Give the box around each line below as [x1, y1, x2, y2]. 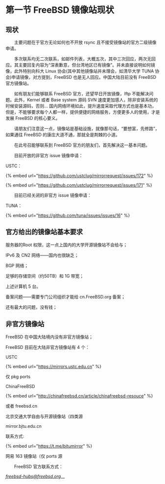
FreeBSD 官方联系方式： [14, 463, 63, 469]
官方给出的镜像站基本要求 [5, 228, 83, 236]
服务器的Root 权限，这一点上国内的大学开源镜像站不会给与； [5, 242, 128, 248]
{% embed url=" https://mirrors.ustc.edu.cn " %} [5, 363, 102, 369]
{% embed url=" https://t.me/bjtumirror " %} [5, 443, 93, 449]
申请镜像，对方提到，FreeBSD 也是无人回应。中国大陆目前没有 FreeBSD [11, 74, 156, 80]
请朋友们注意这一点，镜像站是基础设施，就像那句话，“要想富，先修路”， [14, 126, 160, 131]
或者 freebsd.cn [5, 403, 38, 409]
